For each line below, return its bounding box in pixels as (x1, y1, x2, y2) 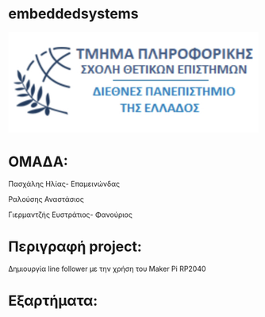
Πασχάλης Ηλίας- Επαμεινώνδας (8, 180, 121, 189)
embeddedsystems (8, 5, 139, 23)
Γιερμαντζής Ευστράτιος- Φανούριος (8, 210, 133, 219)
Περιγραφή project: (8, 238, 143, 256)
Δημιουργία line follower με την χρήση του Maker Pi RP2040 (8, 264, 206, 274)
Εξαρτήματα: (8, 292, 98, 310)
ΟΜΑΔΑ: (8, 153, 69, 171)
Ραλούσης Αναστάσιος (8, 195, 85, 204)
